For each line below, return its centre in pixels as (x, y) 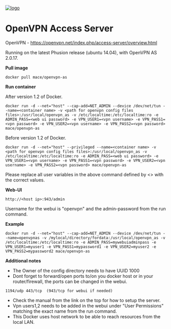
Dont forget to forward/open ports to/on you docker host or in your (83, 276)
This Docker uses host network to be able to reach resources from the (87, 316)
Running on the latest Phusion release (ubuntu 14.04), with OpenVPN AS (81, 52)
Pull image (17, 68)
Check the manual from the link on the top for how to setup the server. (87, 300)
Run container (21, 86)
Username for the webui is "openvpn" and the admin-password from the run (86, 208)
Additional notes (23, 261)
